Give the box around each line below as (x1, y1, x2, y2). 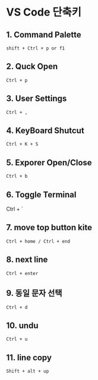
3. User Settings (6, 94, 67, 104)
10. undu (6, 320, 39, 330)
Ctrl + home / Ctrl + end (6, 238, 70, 245)
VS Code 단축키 (6, 5, 81, 19)
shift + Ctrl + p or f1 (6, 45, 65, 51)
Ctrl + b (6, 174, 28, 180)
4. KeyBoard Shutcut (6, 126, 84, 136)
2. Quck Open (6, 61, 58, 72)
